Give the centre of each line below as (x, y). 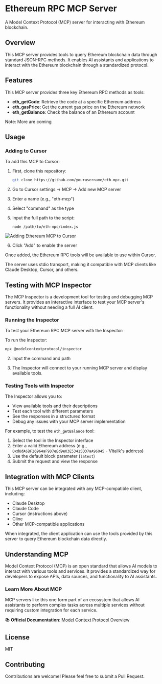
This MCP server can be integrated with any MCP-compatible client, (74, 489)
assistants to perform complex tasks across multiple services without (75, 605)
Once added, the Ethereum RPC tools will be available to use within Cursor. (81, 255)
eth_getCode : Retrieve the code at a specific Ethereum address (76, 101)
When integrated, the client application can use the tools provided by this (79, 534)
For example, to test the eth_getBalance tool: (50, 431)
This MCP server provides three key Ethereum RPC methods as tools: (75, 92)
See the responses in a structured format (54, 416)
